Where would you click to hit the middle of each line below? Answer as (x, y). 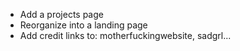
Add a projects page (61, 14)
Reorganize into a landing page (83, 25)
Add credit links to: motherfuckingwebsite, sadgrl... (125, 35)
